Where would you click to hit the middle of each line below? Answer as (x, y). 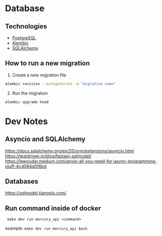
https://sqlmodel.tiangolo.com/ (36, 193)
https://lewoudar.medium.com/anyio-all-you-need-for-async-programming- (81, 161)
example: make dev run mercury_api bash (46, 228)
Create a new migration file (39, 75)
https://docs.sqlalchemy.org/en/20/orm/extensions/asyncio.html (70, 151)
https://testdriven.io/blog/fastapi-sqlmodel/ (48, 156)
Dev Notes (26, 121)
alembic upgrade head (27, 102)
